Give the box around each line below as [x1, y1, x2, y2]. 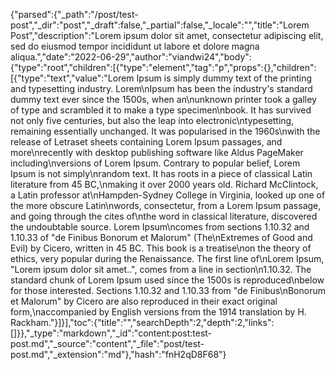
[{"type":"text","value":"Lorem [10, 72, 135, 84]
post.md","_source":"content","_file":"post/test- [10, 338, 205, 349]
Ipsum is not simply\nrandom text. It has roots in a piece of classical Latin [10, 168, 313, 179]
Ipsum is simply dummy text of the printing [136, 72, 313, 84]
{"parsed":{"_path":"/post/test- [10, 9, 139, 20]
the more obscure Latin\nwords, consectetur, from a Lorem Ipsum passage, [10, 200, 322, 211]
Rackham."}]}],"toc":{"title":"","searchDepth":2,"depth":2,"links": [10, 317, 275, 328]
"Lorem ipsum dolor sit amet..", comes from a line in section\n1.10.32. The [10, 264, 312, 275]
